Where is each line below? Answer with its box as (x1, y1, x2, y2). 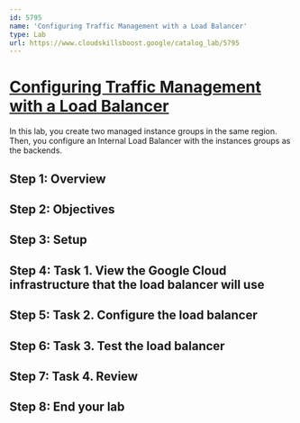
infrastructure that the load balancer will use (9, 276, 265, 292)
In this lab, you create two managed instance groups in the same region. (9, 126, 277, 137)
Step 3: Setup (9, 232, 87, 247)
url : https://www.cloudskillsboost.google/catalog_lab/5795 (9, 38, 241, 48)
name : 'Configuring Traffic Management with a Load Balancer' (9, 22, 248, 31)
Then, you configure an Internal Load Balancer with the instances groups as (9, 136, 291, 147)
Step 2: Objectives (9, 202, 115, 217)
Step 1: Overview (9, 171, 106, 186)
